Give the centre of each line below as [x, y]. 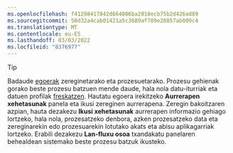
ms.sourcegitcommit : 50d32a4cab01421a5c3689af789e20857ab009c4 [103, 21]
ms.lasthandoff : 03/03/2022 [49, 41]
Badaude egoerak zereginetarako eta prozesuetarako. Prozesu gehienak [113, 81]
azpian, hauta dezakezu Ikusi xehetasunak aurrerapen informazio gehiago [116, 111]
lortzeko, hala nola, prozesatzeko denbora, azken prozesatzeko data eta [113, 119]
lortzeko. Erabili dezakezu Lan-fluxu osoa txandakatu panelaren [101, 134]
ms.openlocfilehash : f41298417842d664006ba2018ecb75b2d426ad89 [103, 14]
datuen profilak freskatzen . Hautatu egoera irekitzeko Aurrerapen [104, 96]
